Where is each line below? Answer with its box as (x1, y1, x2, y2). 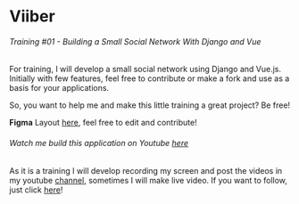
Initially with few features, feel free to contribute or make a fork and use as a (9, 73, 290, 84)
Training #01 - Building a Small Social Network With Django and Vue (9, 36, 262, 46)
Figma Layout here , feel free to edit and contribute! (9, 118, 198, 128)
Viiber (9, 6, 55, 27)
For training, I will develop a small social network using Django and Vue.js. (9, 64, 281, 75)
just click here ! (9, 184, 63, 195)
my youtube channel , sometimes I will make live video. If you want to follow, (9, 175, 288, 185)
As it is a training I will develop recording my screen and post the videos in (9, 165, 283, 175)
